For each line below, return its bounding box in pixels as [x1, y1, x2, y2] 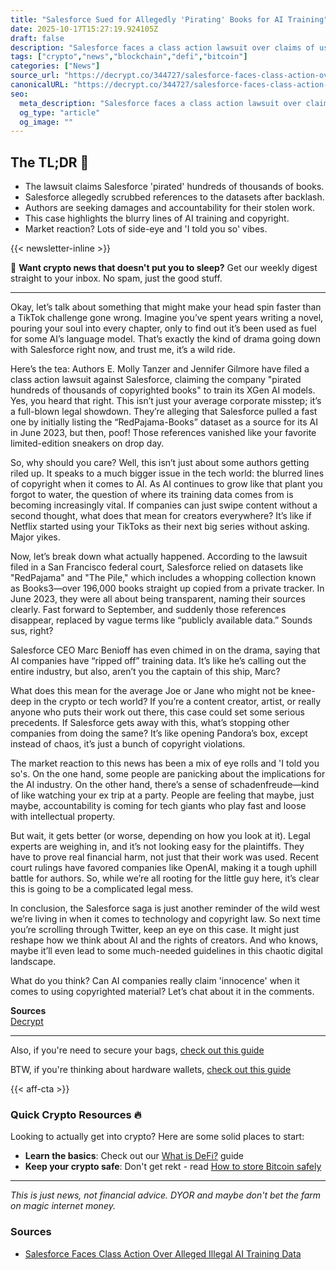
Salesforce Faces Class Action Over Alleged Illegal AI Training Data [24, 1247, 302, 1260]
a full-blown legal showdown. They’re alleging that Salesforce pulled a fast [10, 406, 318, 418]
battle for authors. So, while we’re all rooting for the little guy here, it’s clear [10, 872, 320, 885]
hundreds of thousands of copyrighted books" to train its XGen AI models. [10, 384, 316, 396]
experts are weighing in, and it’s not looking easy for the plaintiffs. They [10, 841, 305, 853]
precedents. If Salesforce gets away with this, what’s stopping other [10, 717, 290, 729]
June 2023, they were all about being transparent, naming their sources [10, 593, 306, 605]
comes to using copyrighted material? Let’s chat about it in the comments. [10, 986, 315, 998]
